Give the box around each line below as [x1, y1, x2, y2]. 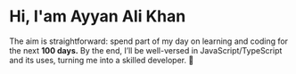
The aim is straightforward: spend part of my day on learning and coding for [9, 36, 288, 46]
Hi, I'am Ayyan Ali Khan [9, 6, 186, 27]
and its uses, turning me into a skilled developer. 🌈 [9, 54, 194, 65]
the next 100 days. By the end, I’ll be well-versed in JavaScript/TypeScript [9, 45, 283, 55]
